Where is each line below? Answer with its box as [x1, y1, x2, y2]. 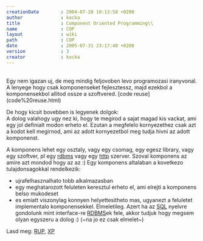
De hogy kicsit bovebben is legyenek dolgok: [6, 108, 119, 115]
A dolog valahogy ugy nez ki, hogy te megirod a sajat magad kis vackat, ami [6, 115, 196, 122]
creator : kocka [6, 54, 80, 60]
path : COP [6, 37, 75, 43]
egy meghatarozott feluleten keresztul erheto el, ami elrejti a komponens [15, 183, 197, 191]
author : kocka [6, 15, 80, 21]
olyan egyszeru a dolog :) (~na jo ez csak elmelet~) [15, 216, 144, 223]
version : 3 [6, 49, 69, 55]
